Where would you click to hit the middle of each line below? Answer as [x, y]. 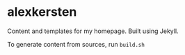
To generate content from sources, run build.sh [76, 44]
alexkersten [42, 12]
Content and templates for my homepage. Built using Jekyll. [93, 31]
